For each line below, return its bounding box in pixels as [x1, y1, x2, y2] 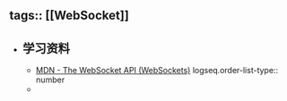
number [35, 74, 65, 85]
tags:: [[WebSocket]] [9, 8, 130, 23]
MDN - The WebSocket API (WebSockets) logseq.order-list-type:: [35, 65, 279, 76]
